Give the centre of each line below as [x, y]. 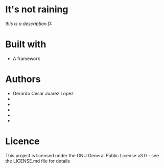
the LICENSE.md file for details [38, 161]
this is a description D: [29, 24]
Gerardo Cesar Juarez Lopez [43, 93]
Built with [26, 44]
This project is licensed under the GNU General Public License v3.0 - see [82, 155]
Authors [23, 79]
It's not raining [37, 9]
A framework [26, 58]
